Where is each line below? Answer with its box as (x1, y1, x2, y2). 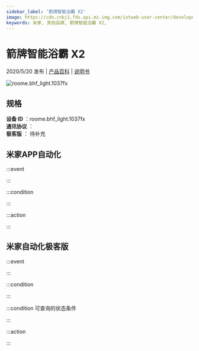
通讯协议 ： (6, 123, 34, 130)
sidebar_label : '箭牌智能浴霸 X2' (6, 8, 86, 15)
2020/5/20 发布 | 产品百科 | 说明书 (6, 68, 90, 75)
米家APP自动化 (6, 149, 61, 159)
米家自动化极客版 (6, 242, 69, 252)
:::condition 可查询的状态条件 (6, 304, 77, 312)
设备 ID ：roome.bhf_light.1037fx (6, 115, 86, 122)
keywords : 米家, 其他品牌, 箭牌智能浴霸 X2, (6, 20, 107, 26)
